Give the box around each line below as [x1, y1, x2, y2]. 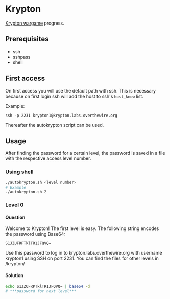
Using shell [5, 168, 34, 175]
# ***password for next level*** [5, 288, 77, 294]
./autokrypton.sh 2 [5, 190, 47, 195]
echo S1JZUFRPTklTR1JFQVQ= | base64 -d [5, 284, 90, 289]
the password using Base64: [5, 231, 65, 237]
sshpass [12, 54, 31, 60]
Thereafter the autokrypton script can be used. [5, 122, 104, 128]
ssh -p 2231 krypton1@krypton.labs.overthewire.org [5, 113, 117, 118]
